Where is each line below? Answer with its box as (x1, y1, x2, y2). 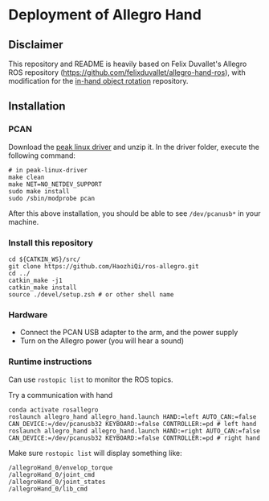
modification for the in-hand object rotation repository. (8, 77, 189, 85)
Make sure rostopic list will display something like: (8, 448, 182, 458)
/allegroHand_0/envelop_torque (8, 463, 113, 472)
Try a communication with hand (8, 390, 113, 400)
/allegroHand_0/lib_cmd (8, 485, 88, 493)
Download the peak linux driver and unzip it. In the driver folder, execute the (8, 142, 259, 151)
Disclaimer (8, 38, 63, 52)
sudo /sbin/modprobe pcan (8, 194, 95, 202)
